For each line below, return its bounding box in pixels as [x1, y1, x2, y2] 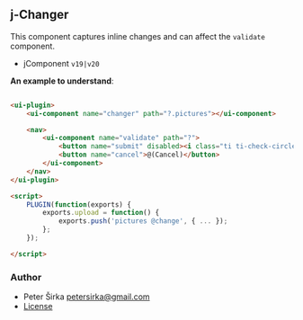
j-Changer [10, 7, 69, 22]
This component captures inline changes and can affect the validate [10, 31, 266, 41]
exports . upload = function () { [42, 209, 160, 218]
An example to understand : [10, 76, 114, 86]
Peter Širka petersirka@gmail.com [22, 291, 151, 302]
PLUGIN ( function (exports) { [26, 200, 131, 209]
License [22, 301, 53, 312]
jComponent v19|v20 [22, 58, 100, 68]
